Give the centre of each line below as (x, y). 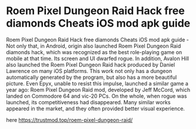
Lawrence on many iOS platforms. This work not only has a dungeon (89, 71)
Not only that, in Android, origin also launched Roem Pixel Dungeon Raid (94, 46)
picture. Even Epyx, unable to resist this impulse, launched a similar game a (97, 83)
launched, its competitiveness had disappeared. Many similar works (88, 102)
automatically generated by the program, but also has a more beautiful (92, 77)
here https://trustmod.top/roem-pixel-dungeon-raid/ (69, 120)
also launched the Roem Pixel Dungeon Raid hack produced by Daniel (91, 64)
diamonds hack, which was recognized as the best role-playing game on (94, 52)
